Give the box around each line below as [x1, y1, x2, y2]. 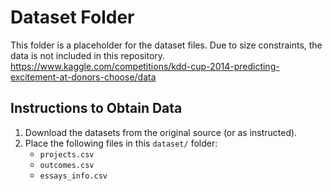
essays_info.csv [39, 171, 108, 181]
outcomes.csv [39, 160, 95, 170]
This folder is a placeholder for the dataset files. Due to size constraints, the [10, 39, 323, 51]
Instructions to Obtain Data [10, 100, 183, 117]
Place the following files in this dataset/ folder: [24, 137, 218, 149]
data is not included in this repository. [10, 49, 166, 61]
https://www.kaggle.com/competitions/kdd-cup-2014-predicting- [10, 60, 280, 72]
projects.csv [39, 149, 95, 160]
